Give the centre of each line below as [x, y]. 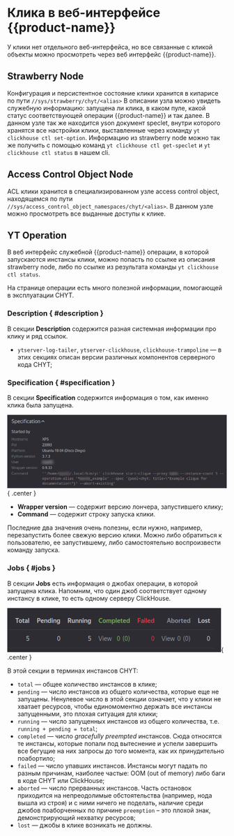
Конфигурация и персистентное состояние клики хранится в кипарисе [113, 93]
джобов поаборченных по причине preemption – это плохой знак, [114, 810]
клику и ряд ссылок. [38, 336]
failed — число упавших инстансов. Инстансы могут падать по [112, 766]
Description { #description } [56, 313]
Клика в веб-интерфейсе [84, 13]
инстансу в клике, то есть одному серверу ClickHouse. [89, 598]
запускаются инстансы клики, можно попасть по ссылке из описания [111, 260]
